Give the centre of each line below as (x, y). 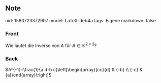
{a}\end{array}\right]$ (28, 75)
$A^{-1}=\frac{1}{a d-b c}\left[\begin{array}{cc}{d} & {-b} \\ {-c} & (74, 70)
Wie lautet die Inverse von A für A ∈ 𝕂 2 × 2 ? (51, 45)
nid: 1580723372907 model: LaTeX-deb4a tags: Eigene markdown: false (81, 20)
